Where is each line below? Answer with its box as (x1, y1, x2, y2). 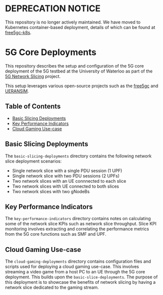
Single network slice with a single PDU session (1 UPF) (12, 168, 122, 173)
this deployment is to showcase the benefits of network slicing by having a (5, 279, 156, 285)
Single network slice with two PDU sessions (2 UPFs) (12, 172, 120, 179)
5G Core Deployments (5, 47, 97, 58)
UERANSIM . (5, 88, 29, 94)
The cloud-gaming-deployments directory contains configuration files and (5, 258, 151, 265)
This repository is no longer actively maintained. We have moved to (5, 19, 141, 25)
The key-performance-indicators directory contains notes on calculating (5, 216, 151, 221)
